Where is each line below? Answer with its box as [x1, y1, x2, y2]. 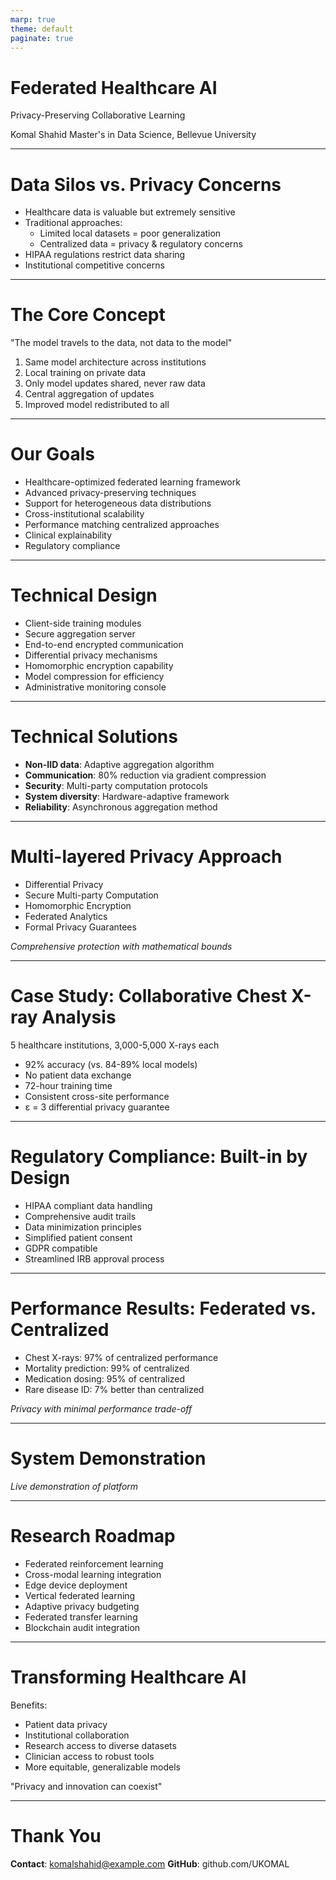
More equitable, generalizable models [24, 1761, 181, 1773]
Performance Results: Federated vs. [10, 1297, 317, 1320]
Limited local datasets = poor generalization [39, 227, 222, 240]
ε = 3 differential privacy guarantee [24, 1101, 170, 1113]
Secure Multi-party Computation [24, 889, 159, 901]
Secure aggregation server [24, 628, 136, 640]
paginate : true [10, 33, 74, 43]
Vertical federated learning [24, 1589, 136, 1601]
